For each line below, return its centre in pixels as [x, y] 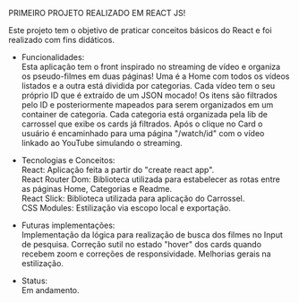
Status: [34, 281]
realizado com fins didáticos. [62, 40]
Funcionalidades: [53, 57]
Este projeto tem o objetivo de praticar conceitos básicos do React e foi [140, 30]
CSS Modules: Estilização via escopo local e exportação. [126, 208]
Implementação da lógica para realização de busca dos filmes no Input [152, 235]
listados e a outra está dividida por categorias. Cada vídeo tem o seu [148, 86]
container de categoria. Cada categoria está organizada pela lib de [144, 114]
